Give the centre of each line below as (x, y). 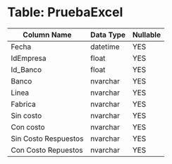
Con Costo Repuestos (47, 150)
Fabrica (24, 104)
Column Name (47, 35)
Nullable (146, 35)
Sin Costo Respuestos (47, 139)
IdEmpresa (29, 58)
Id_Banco (26, 69)
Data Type (108, 35)
